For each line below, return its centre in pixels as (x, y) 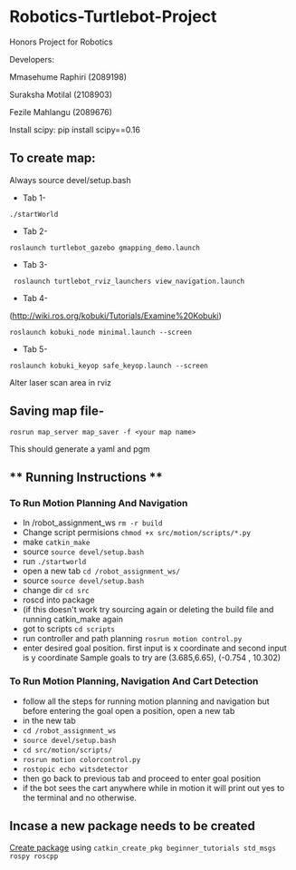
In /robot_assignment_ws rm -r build (92, 523)
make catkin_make (56, 543)
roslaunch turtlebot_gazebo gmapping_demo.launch (105, 248)
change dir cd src (56, 591)
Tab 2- (35, 231)
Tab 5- (35, 349)
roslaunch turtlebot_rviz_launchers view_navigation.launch (129, 281)
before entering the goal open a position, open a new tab (129, 710)
